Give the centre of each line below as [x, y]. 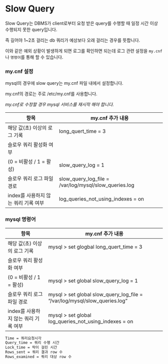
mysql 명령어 [20, 220]
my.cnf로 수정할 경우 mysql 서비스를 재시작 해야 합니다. [59, 105]
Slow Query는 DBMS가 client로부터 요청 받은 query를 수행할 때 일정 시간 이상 [82, 23]
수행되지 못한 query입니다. [31, 29]
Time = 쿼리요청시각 [23, 338]
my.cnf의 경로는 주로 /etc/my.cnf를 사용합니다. [51, 94]
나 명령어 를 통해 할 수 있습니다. [34, 57]
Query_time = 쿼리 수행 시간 [32, 343]
